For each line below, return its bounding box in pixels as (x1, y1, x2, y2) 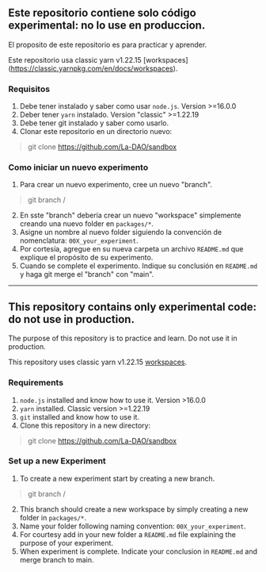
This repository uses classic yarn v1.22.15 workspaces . (8, 357, 188, 367)
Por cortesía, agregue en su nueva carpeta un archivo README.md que (19, 244, 244, 254)
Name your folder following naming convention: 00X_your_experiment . (19, 521, 247, 531)
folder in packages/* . (19, 512, 87, 522)
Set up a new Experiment (8, 455, 107, 466)
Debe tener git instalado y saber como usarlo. (19, 118, 169, 128)
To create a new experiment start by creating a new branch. (19, 474, 215, 483)
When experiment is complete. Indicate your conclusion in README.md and (19, 547, 257, 556)
